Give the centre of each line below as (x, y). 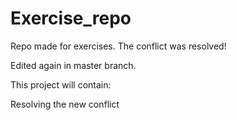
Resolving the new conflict (65, 104)
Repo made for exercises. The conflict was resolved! (118, 46)
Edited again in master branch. (73, 65)
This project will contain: (61, 84)
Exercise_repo (71, 18)
